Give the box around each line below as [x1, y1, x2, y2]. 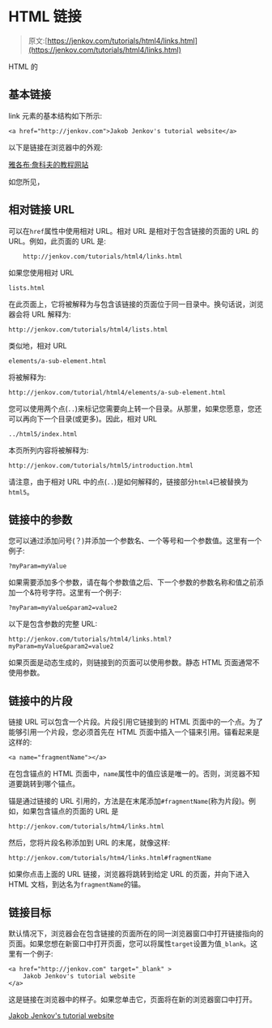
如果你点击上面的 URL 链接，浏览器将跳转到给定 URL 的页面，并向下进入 [8, 870, 250, 879]
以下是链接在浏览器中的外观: [8, 142, 104, 152]
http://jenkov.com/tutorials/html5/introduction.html [8, 461, 194, 469]
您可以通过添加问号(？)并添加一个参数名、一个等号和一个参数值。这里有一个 [8, 536, 262, 546]
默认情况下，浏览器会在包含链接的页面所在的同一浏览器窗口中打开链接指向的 [8, 929, 264, 938]
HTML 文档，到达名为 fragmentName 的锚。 [8, 879, 146, 889]
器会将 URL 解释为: [8, 309, 71, 319]
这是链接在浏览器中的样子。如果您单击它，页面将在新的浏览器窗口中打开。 [8, 995, 257, 1004]
